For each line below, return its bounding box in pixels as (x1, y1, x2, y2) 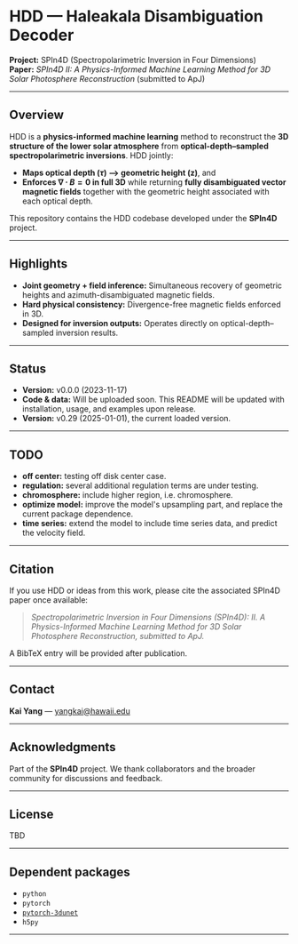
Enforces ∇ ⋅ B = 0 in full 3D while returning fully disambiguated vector (21, 176, 286, 188)
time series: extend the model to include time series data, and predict (21, 518, 278, 529)
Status (9, 361, 47, 376)
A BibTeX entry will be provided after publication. (9, 648, 188, 659)
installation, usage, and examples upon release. (21, 404, 197, 414)
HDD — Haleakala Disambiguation (9, 6, 263, 27)
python (21, 890, 47, 899)
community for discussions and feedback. (9, 772, 163, 783)
